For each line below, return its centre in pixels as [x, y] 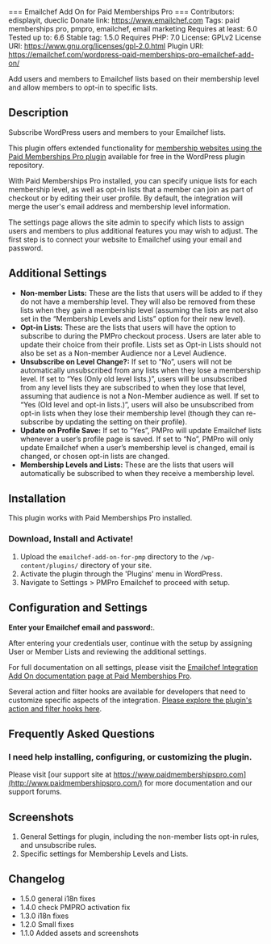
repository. [26, 165]
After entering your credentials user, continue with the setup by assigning [130, 643]
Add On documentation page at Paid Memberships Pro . [100, 676]
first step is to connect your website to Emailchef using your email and [125, 239]
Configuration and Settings [78, 608]
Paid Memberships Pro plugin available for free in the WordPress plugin [127, 156]
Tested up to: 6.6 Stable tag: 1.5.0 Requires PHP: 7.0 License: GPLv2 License [135, 37]
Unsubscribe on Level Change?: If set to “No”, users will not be [126, 361]
